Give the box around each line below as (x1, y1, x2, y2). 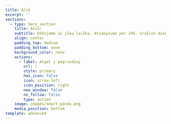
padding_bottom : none (14, 45, 60, 50)
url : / (23, 64, 38, 69)
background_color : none (14, 50, 65, 55)
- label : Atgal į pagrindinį (18, 59, 81, 64)
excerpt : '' (5, 12, 31, 17)
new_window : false (23, 87, 63, 93)
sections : (5, 17, 26, 22)
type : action (23, 97, 51, 102)
